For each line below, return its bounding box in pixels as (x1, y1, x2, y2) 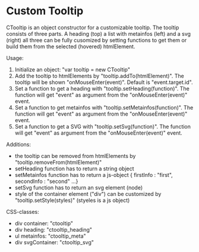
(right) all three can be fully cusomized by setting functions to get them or (6, 36, 187, 43)
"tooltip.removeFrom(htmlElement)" (14, 158, 102, 166)
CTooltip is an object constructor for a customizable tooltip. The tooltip (6, 24, 179, 31)
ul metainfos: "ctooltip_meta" (14, 232, 86, 239)
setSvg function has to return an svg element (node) (14, 183, 143, 191)
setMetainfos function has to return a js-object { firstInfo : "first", (14, 171, 173, 178)
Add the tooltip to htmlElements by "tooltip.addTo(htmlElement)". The (14, 72, 184, 79)
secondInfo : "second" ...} (14, 178, 78, 185)
